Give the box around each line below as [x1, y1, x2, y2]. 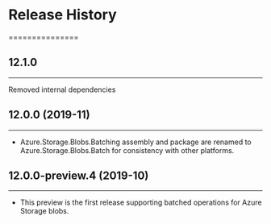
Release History [8, 6, 117, 24]
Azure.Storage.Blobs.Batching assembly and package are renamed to [19, 137, 252, 147]
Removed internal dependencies [8, 85, 116, 94]
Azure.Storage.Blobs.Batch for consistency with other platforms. [19, 145, 235, 155]
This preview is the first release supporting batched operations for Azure [19, 197, 262, 207]
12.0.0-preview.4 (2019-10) [8, 168, 149, 182]
